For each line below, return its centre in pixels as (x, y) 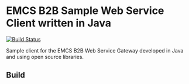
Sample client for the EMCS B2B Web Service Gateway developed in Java (95, 50)
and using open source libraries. (45, 57)
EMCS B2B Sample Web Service (85, 11)
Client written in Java (59, 23)
